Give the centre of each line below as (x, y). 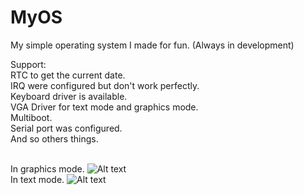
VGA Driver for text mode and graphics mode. (104, 107)
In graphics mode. (47, 168)
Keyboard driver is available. (69, 96)
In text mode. (37, 179)
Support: (28, 64)
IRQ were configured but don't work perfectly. (105, 85)
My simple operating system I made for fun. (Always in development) (152, 45)
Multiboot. (31, 117)
